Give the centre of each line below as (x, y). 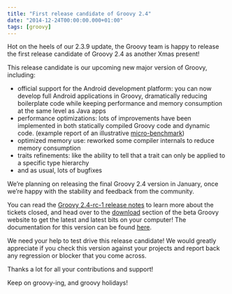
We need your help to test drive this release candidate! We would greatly (112, 241)
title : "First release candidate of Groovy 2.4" (79, 14)
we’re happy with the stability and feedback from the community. (101, 191)
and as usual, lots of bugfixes (60, 170)
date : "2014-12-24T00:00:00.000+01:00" (65, 20)
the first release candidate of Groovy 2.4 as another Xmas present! (104, 54)
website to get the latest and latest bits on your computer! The (97, 220)
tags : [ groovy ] (29, 27)
